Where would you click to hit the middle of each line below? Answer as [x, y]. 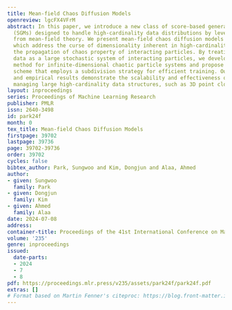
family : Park [32, 187]
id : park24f [24, 116]
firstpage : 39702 [32, 135]
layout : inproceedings [40, 90]
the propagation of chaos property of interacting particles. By [109, 52]
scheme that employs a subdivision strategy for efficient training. [115, 71]
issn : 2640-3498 [30, 110]
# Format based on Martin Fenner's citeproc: [74, 296]
